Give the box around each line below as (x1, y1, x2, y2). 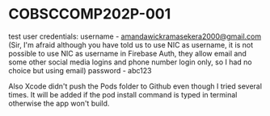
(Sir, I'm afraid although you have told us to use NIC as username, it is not (8, 39, 253, 49)
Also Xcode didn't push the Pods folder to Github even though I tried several (8, 81, 263, 91)
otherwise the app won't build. (8, 98, 110, 108)
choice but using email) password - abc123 (8, 65, 152, 75)
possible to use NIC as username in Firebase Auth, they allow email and (8, 48, 247, 58)
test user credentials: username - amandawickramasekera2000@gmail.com (8, 31, 261, 41)
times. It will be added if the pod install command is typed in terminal (8, 89, 238, 99)
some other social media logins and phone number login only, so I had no (8, 57, 252, 67)
